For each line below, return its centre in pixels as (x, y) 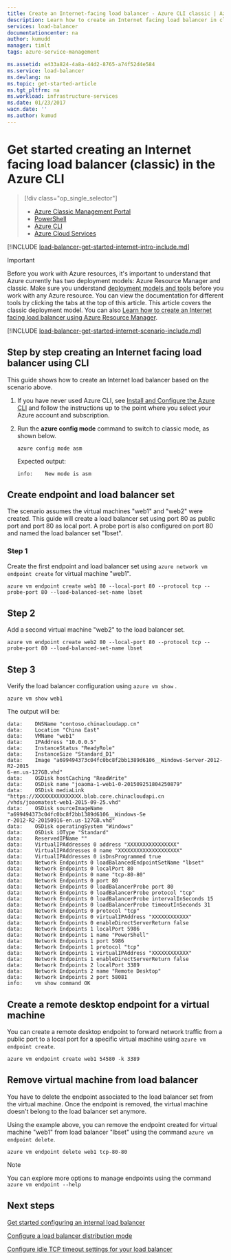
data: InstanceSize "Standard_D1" (61, 754)
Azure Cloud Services (65, 233)
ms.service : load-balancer (46, 71)
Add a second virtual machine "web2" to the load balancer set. (96, 630)
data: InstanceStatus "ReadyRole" (61, 748)
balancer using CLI (48, 363)
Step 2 (21, 613)
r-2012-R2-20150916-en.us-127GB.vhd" (61, 820)
